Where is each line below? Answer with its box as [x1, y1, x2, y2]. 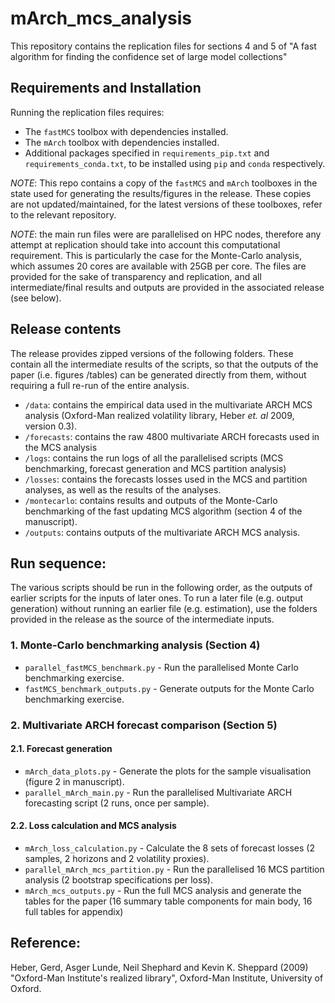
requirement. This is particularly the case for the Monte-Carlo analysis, [10, 249, 302, 261]
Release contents [10, 321, 122, 338]
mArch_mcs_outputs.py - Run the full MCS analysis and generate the [24, 885, 302, 896]
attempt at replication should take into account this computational [10, 238, 281, 251]
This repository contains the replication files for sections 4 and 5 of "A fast [10, 40, 317, 52]
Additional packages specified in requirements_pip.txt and [24, 147, 270, 159]
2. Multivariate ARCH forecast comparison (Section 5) [10, 718, 278, 732]
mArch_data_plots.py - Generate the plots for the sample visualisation [24, 765, 312, 777]
